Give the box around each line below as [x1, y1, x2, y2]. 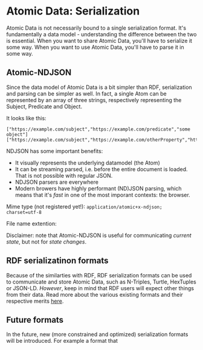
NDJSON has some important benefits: [6, 147, 103, 155]
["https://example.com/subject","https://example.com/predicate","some [6, 126, 190, 132]
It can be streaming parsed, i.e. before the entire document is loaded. [14, 165, 188, 173]
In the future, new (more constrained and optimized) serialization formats [6, 331, 188, 338]
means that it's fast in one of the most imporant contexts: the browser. [14, 191, 190, 198]
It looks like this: [6, 114, 47, 122]
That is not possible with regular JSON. [14, 172, 113, 179]
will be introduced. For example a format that [6, 337, 118, 345]
